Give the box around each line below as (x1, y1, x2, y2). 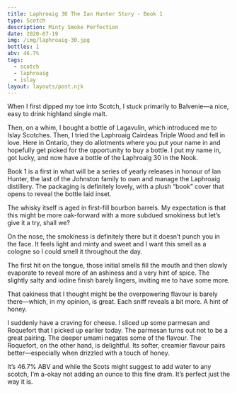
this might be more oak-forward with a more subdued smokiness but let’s (7, 211, 221, 220)
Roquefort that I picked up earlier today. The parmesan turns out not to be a (7, 326, 229, 335)
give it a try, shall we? (7, 219, 71, 227)
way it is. (7, 377, 33, 386)
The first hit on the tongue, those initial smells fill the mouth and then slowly (7, 261, 228, 270)
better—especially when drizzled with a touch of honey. (7, 348, 170, 358)
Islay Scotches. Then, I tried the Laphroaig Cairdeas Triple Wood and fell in (7, 131, 226, 139)
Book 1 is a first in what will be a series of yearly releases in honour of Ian (7, 167, 221, 176)
